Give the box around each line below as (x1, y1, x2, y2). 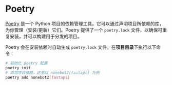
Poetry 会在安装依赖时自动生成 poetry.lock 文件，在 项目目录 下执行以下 (5, 44, 157, 50)
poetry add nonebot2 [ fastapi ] (5, 75, 70, 80)
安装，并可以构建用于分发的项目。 (9, 33, 82, 39)
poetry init (5, 65, 31, 70)
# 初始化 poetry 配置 (5, 61, 48, 66)
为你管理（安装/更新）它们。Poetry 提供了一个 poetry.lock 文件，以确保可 (5, 26, 163, 33)
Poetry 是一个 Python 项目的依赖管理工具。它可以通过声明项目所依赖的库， (5, 20, 164, 26)
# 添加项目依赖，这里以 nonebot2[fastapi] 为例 (5, 70, 100, 75)
